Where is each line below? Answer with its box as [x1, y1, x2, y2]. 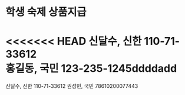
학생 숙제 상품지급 [5, 5, 87, 19]
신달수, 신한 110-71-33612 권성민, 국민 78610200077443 [5, 83, 138, 90]
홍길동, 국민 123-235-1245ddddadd [5, 62, 177, 76]
